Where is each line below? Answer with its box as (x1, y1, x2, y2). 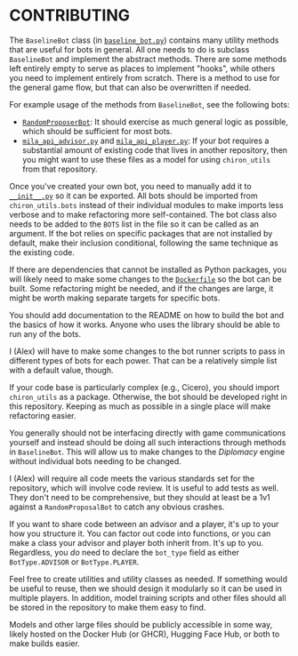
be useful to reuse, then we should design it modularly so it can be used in (9, 583, 283, 594)
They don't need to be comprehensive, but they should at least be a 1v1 (9, 492, 270, 502)
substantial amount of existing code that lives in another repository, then (21, 144, 287, 156)
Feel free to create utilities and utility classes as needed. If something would (9, 573, 287, 584)
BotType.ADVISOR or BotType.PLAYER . (9, 556, 140, 567)
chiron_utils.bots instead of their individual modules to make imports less (9, 199, 284, 210)
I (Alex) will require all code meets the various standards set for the (9, 473, 255, 484)
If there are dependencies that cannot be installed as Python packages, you (9, 264, 287, 275)
